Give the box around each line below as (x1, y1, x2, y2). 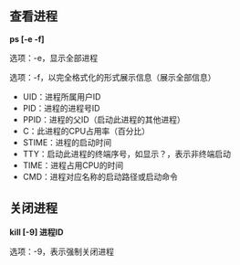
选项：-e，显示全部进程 (9, 52, 99, 63)
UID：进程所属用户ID (22, 90, 101, 102)
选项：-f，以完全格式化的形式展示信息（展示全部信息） (9, 71, 216, 82)
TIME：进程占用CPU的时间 (22, 159, 124, 171)
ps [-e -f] (9, 33, 45, 44)
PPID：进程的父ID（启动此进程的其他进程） (22, 113, 185, 125)
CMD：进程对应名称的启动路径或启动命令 (22, 171, 178, 182)
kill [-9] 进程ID (9, 227, 64, 238)
